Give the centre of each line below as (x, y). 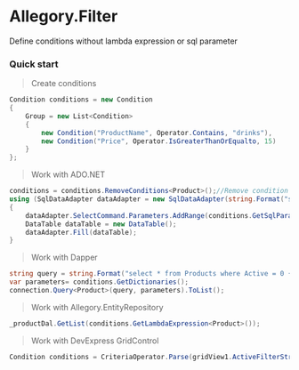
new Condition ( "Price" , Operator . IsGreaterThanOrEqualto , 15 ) (159, 141)
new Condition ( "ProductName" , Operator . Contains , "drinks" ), (157, 133)
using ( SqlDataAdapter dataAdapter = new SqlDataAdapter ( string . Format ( (147, 199)
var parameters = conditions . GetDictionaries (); (99, 282)
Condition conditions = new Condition (81, 100)
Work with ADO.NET (68, 174)
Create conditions (64, 84)
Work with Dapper (64, 257)
